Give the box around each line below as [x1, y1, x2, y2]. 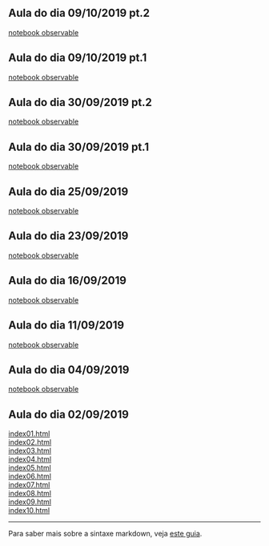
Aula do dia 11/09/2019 [8, 319, 125, 332]
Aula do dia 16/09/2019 [8, 274, 126, 287]
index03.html [8, 446, 52, 456]
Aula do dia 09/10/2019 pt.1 [8, 51, 147, 65]
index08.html [8, 489, 52, 499]
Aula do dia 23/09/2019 [8, 229, 129, 243]
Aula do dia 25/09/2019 [8, 185, 129, 198]
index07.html [8, 480, 50, 490]
